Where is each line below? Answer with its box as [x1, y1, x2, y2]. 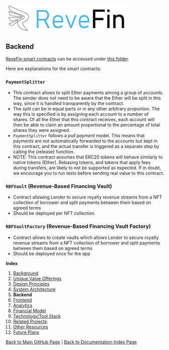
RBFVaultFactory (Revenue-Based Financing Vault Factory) [6, 223, 151, 230]
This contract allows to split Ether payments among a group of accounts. [13, 90, 164, 96]
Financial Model [13, 308, 46, 314]
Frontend [13, 297, 32, 303]
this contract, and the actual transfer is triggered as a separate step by [13, 143, 159, 149]
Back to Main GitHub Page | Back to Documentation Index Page [6, 339, 137, 345]
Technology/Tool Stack [13, 313, 61, 319]
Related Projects [13, 318, 47, 324]
